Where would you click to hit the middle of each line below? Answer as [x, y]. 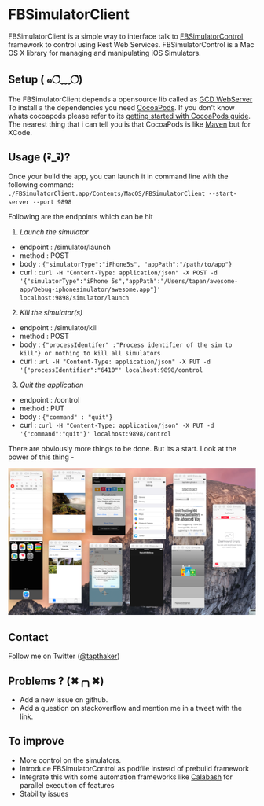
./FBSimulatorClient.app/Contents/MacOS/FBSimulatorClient [107, 193]
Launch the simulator [54, 232]
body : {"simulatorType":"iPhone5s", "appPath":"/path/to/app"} [126, 263]
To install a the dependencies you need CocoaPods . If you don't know [122, 107]
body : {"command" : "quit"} [66, 416]
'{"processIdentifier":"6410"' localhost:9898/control [111, 370]
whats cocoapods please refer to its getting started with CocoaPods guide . [130, 116]
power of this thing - [41, 457]
